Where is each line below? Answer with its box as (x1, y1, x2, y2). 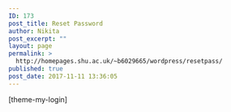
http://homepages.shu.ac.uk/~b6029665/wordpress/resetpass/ (15, 58, 223, 66)
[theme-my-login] (8, 94, 67, 104)
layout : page (8, 42, 53, 50)
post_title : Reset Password (8, 19, 104, 28)
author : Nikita (8, 27, 60, 35)
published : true (8, 65, 63, 73)
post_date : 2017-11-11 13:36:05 (8, 72, 118, 80)
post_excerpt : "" (8, 34, 67, 43)
